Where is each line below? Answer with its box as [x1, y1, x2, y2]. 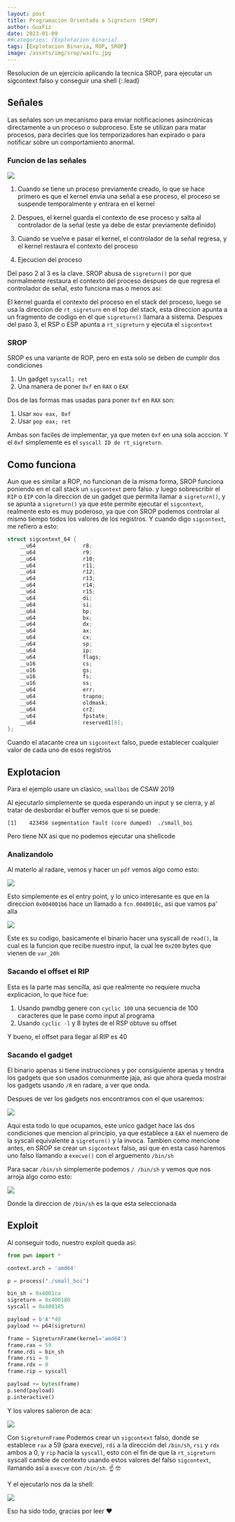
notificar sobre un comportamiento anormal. [7, 138, 135, 146]
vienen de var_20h [7, 949, 60, 957]
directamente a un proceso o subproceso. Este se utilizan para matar [7, 122, 207, 131]
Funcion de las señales [7, 156, 87, 165]
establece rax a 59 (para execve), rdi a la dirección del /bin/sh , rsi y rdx [7, 1440, 220, 1449]
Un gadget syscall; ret [17, 375, 88, 384]
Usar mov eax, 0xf [17, 410, 72, 418]
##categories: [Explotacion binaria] [7, 37, 118, 44]
